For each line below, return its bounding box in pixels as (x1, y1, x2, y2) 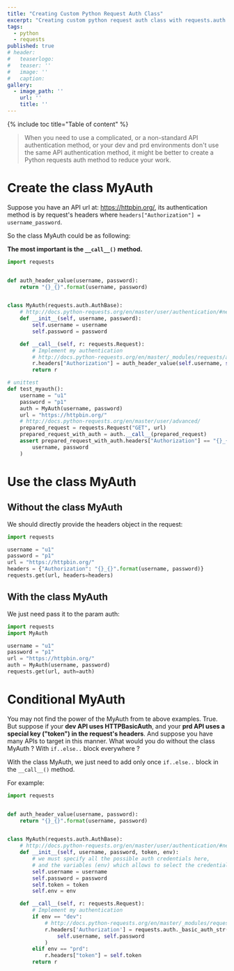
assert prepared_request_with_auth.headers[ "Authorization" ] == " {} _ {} (19, 437, 232, 444)
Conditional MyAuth (7, 692, 125, 708)
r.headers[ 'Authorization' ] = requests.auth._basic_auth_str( (44, 926, 229, 933)
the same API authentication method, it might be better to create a (24, 148, 214, 157)
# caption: (7, 75, 45, 82)
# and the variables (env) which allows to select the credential (32, 862, 229, 869)
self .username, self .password (56, 933, 145, 940)
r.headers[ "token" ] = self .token (44, 952, 141, 959)
